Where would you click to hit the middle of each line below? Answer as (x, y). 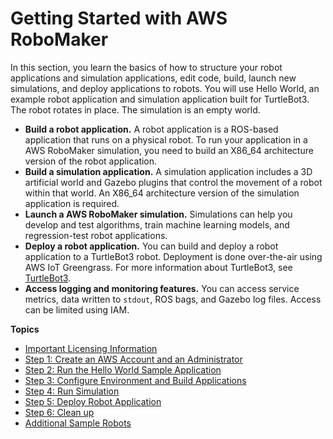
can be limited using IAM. (77, 309)
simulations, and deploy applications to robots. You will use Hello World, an (165, 88)
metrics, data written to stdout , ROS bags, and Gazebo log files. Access (173, 299)
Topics (25, 329)
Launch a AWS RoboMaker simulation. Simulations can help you (158, 214)
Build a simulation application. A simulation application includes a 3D (168, 171)
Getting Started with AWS (119, 18)
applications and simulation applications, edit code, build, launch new (153, 78)
